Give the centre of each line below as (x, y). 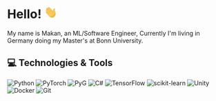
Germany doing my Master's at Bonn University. (75, 41)
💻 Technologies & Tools (60, 63)
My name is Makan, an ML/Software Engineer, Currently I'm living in (104, 34)
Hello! (24, 14)
